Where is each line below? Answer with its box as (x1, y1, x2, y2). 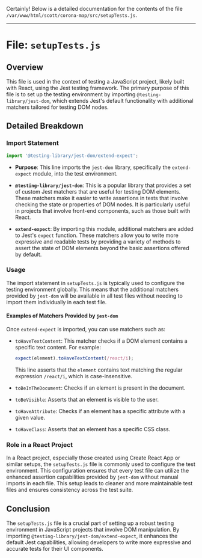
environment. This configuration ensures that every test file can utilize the (6, 467, 189, 474)
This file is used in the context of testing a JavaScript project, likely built (6, 78, 185, 85)
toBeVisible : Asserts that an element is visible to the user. (14, 396, 159, 403)
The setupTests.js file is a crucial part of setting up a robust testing (6, 520, 174, 527)
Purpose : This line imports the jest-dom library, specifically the (14, 164, 171, 171)
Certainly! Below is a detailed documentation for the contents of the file (6, 5, 183, 12)
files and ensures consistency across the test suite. (6, 486, 133, 494)
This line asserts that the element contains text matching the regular (14, 366, 183, 373)
